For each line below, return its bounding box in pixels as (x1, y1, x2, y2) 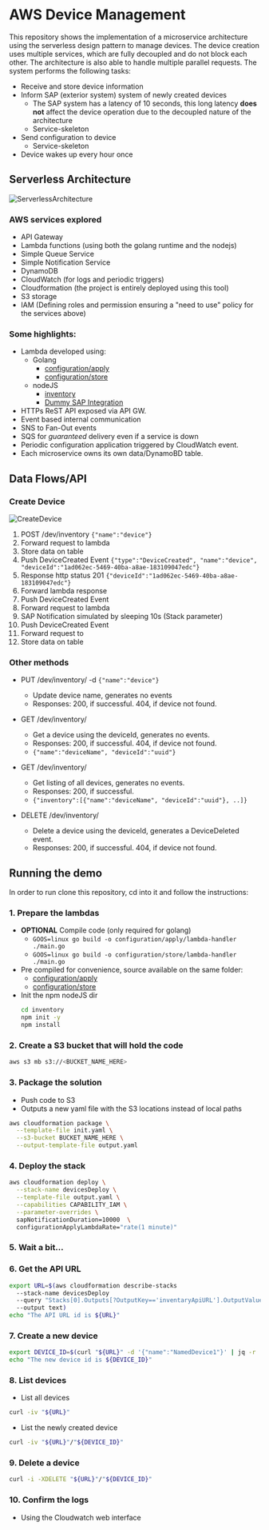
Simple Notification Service (20, 258, 111, 267)
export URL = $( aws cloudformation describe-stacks (9, 1281, 178, 1289)
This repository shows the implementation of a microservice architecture (9, 32, 248, 42)
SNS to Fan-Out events (20, 423, 97, 433)
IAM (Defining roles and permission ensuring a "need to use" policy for (20, 300, 254, 310)
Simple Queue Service (20, 250, 95, 259)
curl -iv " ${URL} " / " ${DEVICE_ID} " (9, 1438, 125, 1447)
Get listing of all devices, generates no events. (32, 778, 185, 788)
